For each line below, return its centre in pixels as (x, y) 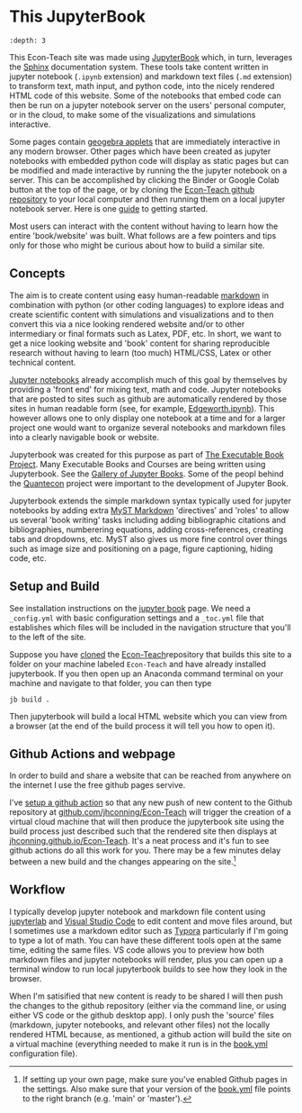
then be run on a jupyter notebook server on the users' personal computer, (148, 104)
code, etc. (28, 558)
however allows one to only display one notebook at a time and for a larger (147, 418)
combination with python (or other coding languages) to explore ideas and (147, 304)
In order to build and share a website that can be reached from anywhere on (151, 775)
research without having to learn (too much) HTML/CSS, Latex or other (141, 352)
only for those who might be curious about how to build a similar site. (137, 245)
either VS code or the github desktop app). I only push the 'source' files (142, 1015)
